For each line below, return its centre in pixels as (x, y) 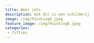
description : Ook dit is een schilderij (47, 14)
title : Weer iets (23, 10)
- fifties (17, 33)
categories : (17, 28)
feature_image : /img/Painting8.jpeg (43, 23)
